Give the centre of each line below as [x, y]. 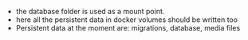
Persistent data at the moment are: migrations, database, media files [128, 28]
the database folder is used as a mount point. [90, 11]
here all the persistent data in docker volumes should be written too [126, 20]
